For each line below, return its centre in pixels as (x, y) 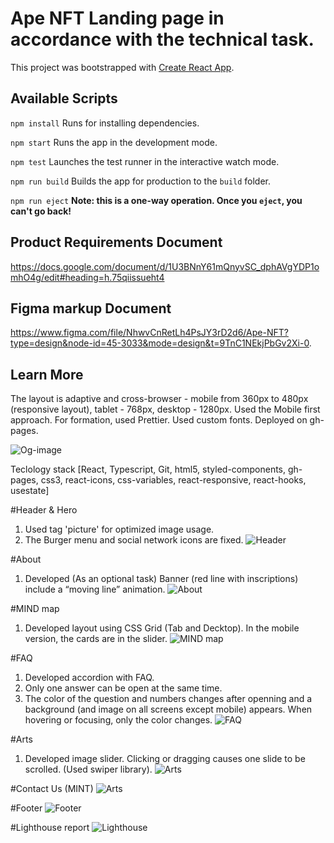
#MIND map (35, 609)
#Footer (26, 808)
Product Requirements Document (116, 242)
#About (26, 559)
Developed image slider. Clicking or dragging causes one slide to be (165, 759)
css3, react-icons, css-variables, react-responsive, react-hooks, (173, 480)
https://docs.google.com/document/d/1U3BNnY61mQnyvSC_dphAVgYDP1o (165, 266)
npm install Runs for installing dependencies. (105, 123)
